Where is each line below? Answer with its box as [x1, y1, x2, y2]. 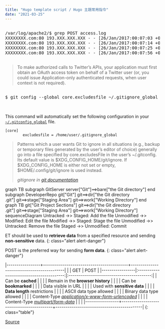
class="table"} [5, 309, 34, 315]
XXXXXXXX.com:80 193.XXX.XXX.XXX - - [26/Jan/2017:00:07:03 [5, 35, 153, 41]
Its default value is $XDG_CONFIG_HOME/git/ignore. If [17, 157, 127, 163]
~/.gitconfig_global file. [5, 119, 56, 125]
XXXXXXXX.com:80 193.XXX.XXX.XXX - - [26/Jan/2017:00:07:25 [5, 45, 153, 51]
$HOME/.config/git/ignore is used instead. [17, 167, 103, 173]
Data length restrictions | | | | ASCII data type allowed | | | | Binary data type [5, 288, 159, 294]
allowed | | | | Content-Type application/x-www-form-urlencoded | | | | [5, 294, 148, 299]
